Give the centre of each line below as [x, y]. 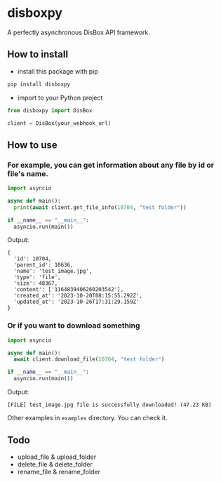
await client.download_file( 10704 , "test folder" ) [89, 359]
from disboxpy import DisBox [50, 110]
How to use [32, 145]
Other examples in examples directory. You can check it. [87, 418]
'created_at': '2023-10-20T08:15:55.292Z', [78, 296]
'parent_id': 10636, [43, 265]
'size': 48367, [36, 283]
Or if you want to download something [74, 326]
